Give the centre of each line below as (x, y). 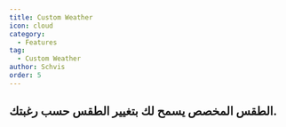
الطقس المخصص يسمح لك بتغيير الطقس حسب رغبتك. (143, 111)
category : (28, 34)
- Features (37, 42)
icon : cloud (31, 26)
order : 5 (25, 75)
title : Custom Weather (51, 17)
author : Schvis (37, 67)
